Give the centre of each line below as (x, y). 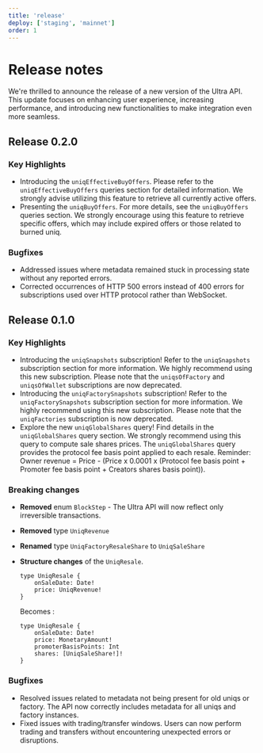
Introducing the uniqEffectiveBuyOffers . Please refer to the (116, 182)
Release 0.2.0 (43, 141)
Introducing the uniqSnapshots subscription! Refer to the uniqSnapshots (135, 359)
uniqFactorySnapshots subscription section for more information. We (131, 402)
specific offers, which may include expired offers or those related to (130, 224)
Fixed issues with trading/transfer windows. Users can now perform (130, 723)
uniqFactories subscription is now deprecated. (96, 419)
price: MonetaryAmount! (73, 640)
